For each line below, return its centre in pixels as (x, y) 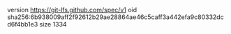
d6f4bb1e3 (23, 24)
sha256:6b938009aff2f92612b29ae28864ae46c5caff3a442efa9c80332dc (116, 17)
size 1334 (53, 24)
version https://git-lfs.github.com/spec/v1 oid (72, 10)
